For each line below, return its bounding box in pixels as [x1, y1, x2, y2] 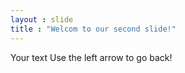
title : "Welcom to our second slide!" [10, 24, 177, 34]
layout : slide [10, 14, 74, 25]
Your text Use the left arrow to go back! [10, 51, 173, 63]
